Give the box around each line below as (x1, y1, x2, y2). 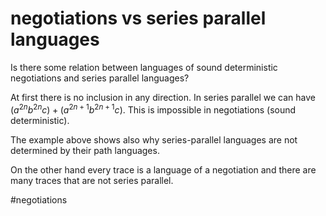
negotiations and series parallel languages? (10, 72, 190, 84)
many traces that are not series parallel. (10, 174, 174, 186)
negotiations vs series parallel (10, 7, 267, 30)
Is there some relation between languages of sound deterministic (10, 61, 278, 73)
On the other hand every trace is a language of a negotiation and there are (10, 163, 317, 176)
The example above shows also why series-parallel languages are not (10, 133, 298, 146)
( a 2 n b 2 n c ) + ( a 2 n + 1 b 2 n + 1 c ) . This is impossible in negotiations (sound (10, 102, 297, 116)
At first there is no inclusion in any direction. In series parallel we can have (10, 91, 316, 103)
